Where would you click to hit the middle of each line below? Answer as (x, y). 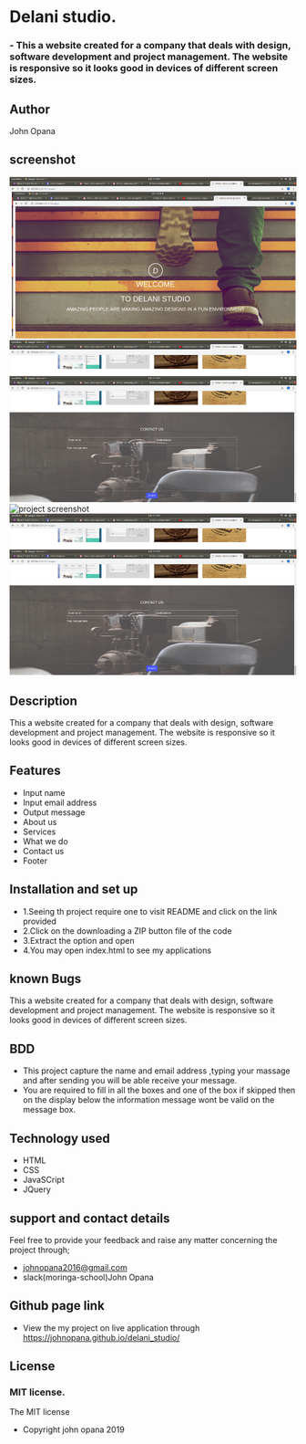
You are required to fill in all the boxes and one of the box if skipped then (159, 1090)
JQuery (37, 1189)
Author (30, 109)
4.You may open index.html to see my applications (117, 950)
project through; (40, 1250)
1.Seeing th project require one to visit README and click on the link (150, 911)
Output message (54, 812)
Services (39, 832)
